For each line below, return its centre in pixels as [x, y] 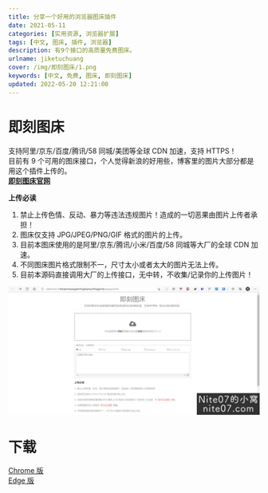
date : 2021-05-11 [37, 25]
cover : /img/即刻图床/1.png [53, 68]
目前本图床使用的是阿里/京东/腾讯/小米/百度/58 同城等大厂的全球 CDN [134, 244]
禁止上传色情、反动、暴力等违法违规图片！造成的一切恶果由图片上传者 [135, 215]
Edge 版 [21, 481]
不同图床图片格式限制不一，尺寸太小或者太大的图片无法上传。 [121, 264]
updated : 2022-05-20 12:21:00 [59, 84]
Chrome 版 [26, 471]
